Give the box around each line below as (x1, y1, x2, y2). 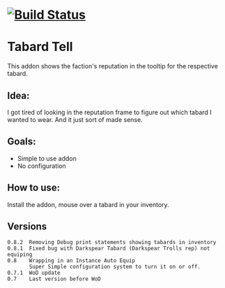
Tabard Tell (7, 39, 73, 55)
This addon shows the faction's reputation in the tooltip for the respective (7, 62, 218, 70)
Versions (7, 220, 47, 232)
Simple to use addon (17, 154, 77, 162)
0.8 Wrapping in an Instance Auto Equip (7, 257, 136, 264)
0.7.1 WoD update (7, 269, 61, 277)
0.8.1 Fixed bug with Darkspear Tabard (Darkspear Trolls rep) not (7, 245, 210, 252)
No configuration (17, 161, 66, 170)
